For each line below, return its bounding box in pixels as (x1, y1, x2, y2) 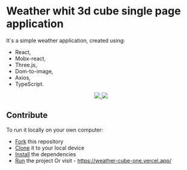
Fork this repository (14, 138, 64, 145)
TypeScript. (14, 80, 44, 88)
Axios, (14, 74, 31, 81)
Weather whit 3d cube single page (6, 4, 182, 18)
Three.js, (14, 61, 37, 68)
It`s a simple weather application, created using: (6, 37, 125, 44)
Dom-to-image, (14, 67, 54, 74)
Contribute (6, 110, 48, 121)
